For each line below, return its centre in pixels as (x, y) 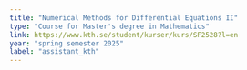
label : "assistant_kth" (55, 52)
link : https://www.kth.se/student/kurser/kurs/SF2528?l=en (124, 35)
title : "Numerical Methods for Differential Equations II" (124, 18)
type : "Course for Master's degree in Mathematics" (109, 26)
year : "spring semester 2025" (67, 43)
